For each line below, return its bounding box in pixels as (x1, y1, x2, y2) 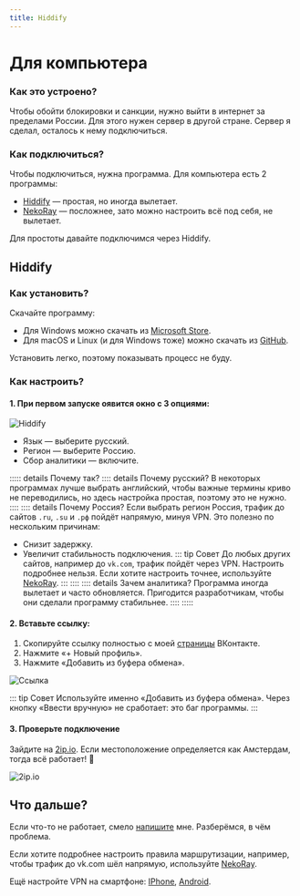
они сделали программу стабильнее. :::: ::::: (22, 597, 194, 608)
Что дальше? (9, 798, 88, 813)
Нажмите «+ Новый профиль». (22, 648, 143, 659)
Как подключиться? (9, 148, 105, 160)
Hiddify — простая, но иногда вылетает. (22, 196, 178, 207)
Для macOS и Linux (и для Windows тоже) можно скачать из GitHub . (22, 335, 289, 346)
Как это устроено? (9, 85, 98, 98)
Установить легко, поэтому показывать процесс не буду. (9, 353, 233, 364)
